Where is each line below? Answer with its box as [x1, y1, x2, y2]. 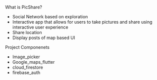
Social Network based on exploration [12, 14, 88, 19]
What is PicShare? [5, 4, 42, 10]
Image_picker [12, 54, 41, 60]
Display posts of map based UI [12, 35, 75, 40]
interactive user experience [12, 24, 68, 30]
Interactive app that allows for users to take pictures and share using [12, 19, 153, 25]
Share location [12, 30, 42, 35]
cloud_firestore [12, 64, 44, 70]
